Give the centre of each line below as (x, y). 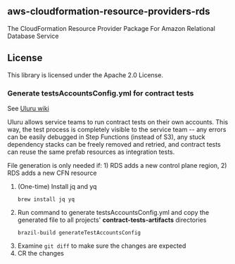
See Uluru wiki (28, 108)
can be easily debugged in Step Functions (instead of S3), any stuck (106, 137)
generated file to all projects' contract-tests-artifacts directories (112, 220)
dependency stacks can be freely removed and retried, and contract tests (114, 144)
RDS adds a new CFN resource (52, 173)
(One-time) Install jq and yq (57, 186)
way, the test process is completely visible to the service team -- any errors (117, 129)
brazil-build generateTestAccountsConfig (79, 232)
